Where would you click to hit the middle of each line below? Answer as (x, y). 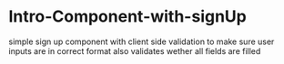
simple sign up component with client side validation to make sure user (142, 41)
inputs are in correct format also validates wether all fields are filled (135, 50)
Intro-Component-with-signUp (128, 17)
